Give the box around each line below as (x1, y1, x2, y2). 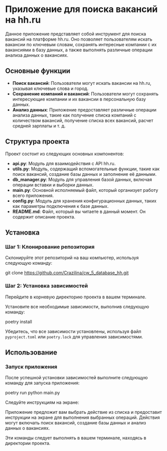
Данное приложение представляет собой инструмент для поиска (5, 31, 146, 37)
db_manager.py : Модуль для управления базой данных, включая (12, 176, 152, 182)
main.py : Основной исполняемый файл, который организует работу (12, 187, 158, 193)
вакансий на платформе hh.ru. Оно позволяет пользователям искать (5, 36, 152, 42)
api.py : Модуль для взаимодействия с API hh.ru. (12, 160, 116, 166)
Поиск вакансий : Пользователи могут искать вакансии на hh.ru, (12, 80, 151, 86)
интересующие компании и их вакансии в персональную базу (12, 96, 146, 102)
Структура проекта (5, 137, 69, 146)
